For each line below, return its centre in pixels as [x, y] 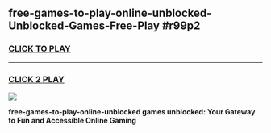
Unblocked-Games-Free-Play [84, 26]
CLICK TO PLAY [40, 49]
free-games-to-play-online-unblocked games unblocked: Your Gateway [132, 111]
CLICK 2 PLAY [36, 79]
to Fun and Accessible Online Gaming [73, 120]
